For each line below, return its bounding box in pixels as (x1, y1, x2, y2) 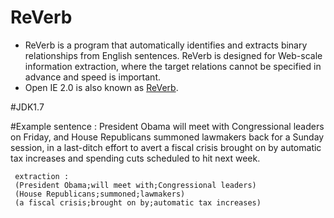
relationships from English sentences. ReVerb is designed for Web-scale (24, 49, 323, 61)
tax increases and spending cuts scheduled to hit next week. (10, 152, 261, 164)
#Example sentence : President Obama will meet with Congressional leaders (10, 120, 325, 132)
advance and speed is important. (24, 71, 161, 83)
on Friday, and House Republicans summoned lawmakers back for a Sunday (10, 131, 325, 143)
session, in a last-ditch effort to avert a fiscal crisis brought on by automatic (10, 141, 322, 153)
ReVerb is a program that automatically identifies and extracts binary (24, 39, 308, 51)
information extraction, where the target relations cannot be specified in (24, 60, 322, 72)
